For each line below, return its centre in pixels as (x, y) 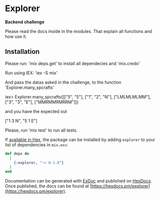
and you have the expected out (36, 111)
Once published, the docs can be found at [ (48, 186)
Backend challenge (25, 22)
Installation (22, 52)
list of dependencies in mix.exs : (37, 145)
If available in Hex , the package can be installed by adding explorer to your (80, 139)
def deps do (17, 153)
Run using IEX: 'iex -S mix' (31, 73)
